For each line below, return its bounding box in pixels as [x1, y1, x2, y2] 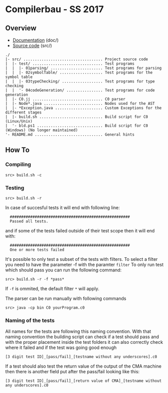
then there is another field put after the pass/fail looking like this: [5, 369, 140, 375]
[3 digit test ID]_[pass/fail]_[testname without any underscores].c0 [5, 355, 157, 360]
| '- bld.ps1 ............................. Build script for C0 [5, 123, 148, 128]
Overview [5, 24, 37, 32]
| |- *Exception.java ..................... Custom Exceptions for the [5, 105, 162, 110]
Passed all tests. [10, 219, 49, 224]
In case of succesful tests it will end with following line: [5, 204, 120, 211]
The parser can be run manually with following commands [5, 295, 127, 301]
